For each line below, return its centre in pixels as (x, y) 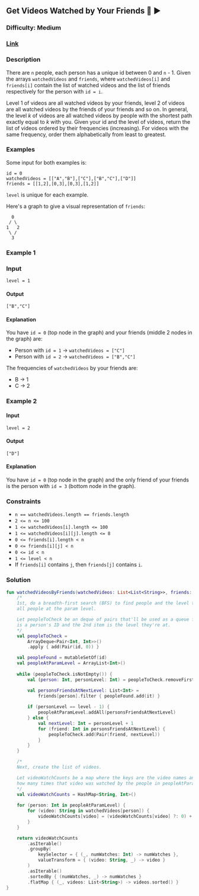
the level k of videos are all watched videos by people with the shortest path (99, 115)
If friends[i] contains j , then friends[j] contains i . (78, 565)
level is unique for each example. (47, 195)
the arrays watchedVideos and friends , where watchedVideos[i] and (88, 79)
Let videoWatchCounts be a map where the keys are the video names (102, 778)
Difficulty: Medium (34, 28)
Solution (19, 580)
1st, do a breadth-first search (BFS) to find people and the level (103, 603)
